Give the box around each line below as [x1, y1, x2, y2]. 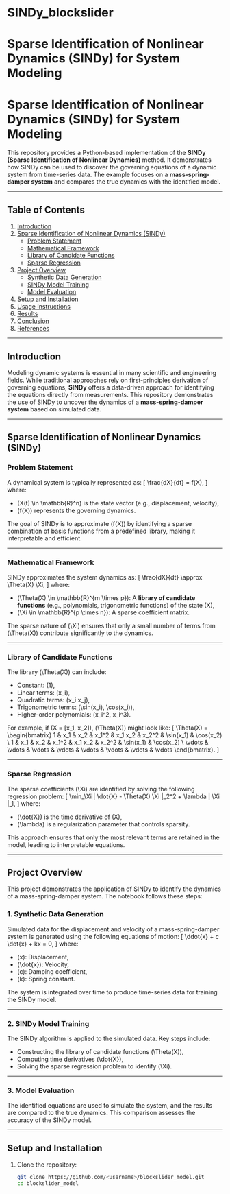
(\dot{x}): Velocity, [16, 960, 70, 968]
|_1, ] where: [7, 799, 41, 807]
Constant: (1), [16, 681, 55, 690]
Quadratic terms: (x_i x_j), [16, 696, 90, 704]
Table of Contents [7, 204, 86, 215]
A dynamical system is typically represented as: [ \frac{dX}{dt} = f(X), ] [7, 478, 208, 486]
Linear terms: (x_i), [16, 689, 71, 697]
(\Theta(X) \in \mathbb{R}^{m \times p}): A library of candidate [16, 593, 196, 601]
